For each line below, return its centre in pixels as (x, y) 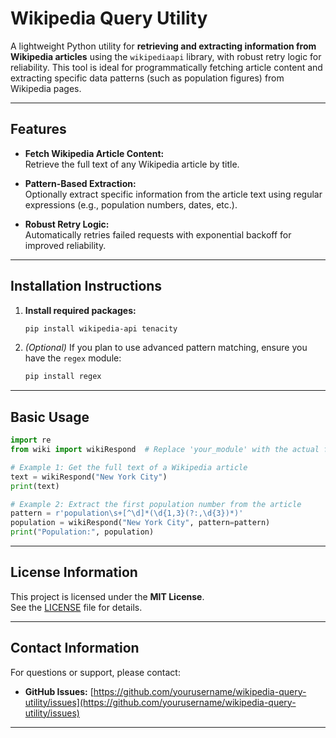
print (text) (35, 486)
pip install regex (63, 377)
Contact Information (75, 648)
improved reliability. (65, 245)
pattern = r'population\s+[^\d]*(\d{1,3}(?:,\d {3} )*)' (127, 513)
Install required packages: (80, 310)
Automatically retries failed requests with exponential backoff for (158, 234)
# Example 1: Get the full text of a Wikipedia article (129, 467)
